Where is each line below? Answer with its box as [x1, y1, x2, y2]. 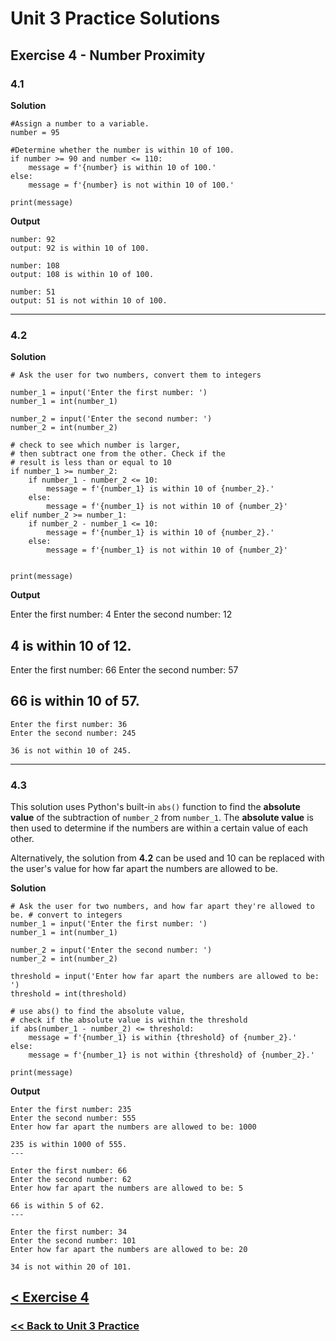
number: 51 [10, 287, 56, 297]
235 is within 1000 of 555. [10, 1140, 128, 1150]
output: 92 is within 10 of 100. [10, 243, 150, 253]
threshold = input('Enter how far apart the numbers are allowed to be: [10, 972, 320, 982]
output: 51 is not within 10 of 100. [10, 295, 168, 306]
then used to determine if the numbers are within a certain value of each [10, 822, 309, 834]
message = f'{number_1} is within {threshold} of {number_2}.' [28, 1033, 298, 1043]
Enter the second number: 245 [10, 728, 137, 738]
